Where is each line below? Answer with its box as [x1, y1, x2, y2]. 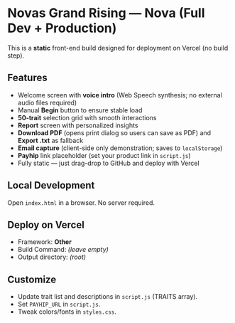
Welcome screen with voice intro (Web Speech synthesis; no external [17, 90, 222, 99]
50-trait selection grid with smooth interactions [17, 113, 158, 122]
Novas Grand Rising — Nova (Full [7, 5, 205, 21]
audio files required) [17, 98, 77, 107]
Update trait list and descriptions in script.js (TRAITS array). [17, 292, 197, 301]
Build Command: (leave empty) [17, 245, 109, 254]
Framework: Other [17, 238, 72, 246]
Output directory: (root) [17, 253, 87, 261]
